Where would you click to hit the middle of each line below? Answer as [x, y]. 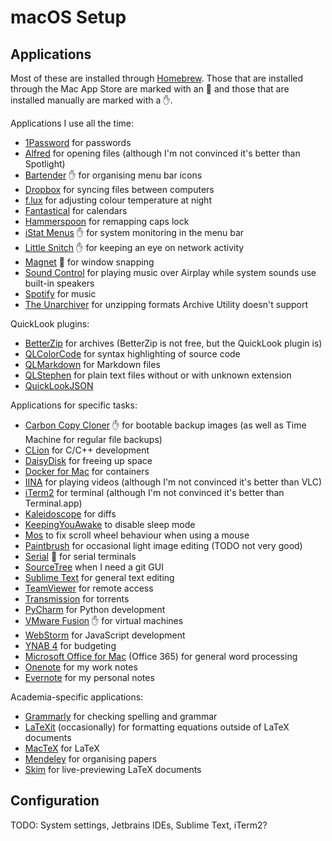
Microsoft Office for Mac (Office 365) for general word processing [161, 656]
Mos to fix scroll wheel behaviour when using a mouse [137, 535]
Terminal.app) [53, 503]
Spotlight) [45, 164]
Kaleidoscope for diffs [70, 514]
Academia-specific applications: [77, 697]
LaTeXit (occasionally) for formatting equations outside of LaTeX [157, 727]
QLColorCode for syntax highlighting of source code [132, 354]
